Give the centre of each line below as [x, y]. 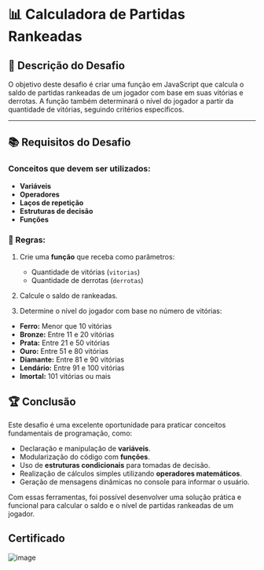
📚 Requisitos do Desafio [70, 143]
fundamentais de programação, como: [70, 433]
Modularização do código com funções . [85, 457]
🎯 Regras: [27, 240]
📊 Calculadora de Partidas [97, 15]
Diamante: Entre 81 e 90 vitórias [71, 359]
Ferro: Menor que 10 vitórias [66, 325]
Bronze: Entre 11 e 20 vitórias [67, 334]
